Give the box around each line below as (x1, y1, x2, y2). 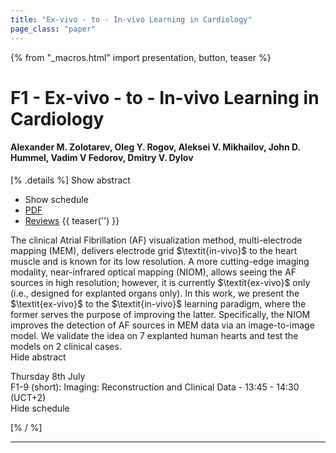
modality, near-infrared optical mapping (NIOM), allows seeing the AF (10, 266, 297, 278)
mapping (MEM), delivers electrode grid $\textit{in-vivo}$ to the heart (10, 244, 298, 256)
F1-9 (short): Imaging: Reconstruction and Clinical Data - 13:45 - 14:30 (10, 381, 300, 393)
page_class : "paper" (10, 24, 97, 34)
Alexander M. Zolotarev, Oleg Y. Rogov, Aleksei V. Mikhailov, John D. (10, 141, 301, 153)
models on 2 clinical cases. (10, 340, 122, 352)
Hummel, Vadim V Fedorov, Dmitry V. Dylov (10, 152, 194, 164)
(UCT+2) (10, 391, 47, 403)
